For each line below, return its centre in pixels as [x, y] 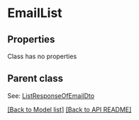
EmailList [35, 13]
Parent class [35, 78]
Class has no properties [42, 56]
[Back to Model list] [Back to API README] [69, 109]
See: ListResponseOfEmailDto [51, 96]
